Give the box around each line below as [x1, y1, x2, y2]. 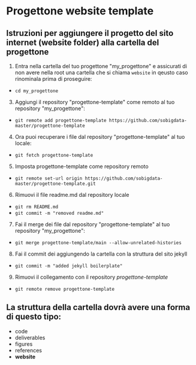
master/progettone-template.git [14, 181, 96, 187]
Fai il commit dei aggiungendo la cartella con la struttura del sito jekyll [14, 250, 188, 257]
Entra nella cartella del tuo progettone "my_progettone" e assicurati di [14, 63, 188, 69]
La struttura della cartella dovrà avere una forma [6, 302, 191, 312]
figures [14, 340, 33, 348]
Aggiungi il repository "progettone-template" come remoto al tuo [14, 99, 175, 105]
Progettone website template [6, 4, 154, 18]
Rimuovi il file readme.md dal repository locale [14, 191, 130, 198]
